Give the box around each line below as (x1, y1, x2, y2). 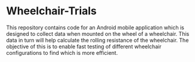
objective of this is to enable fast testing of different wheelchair (6, 43, 162, 50)
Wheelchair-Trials (6, 4, 97, 18)
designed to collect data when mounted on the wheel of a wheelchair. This (6, 30, 190, 37)
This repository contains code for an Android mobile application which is (6, 24, 185, 31)
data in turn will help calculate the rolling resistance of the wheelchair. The (6, 36, 189, 44)
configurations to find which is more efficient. (6, 49, 118, 56)
